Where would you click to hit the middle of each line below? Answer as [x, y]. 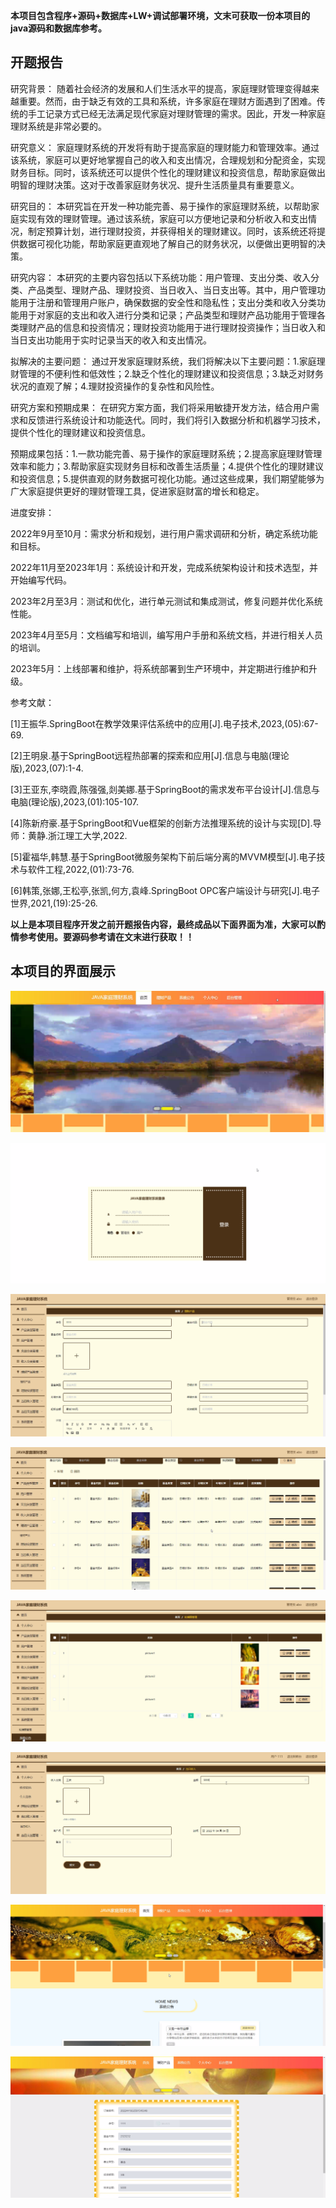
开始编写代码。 [41, 580]
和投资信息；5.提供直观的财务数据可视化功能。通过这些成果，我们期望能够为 [167, 478]
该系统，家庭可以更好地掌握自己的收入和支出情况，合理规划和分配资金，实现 [168, 160]
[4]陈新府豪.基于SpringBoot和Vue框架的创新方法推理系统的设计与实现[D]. [161, 823]
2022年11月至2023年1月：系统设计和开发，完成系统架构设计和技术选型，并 [164, 567]
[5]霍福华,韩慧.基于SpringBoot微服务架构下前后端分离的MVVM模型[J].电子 [163, 856]
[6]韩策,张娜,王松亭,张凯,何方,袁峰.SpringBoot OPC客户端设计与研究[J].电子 [165, 890]
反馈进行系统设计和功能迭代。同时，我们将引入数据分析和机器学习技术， [176, 420]
